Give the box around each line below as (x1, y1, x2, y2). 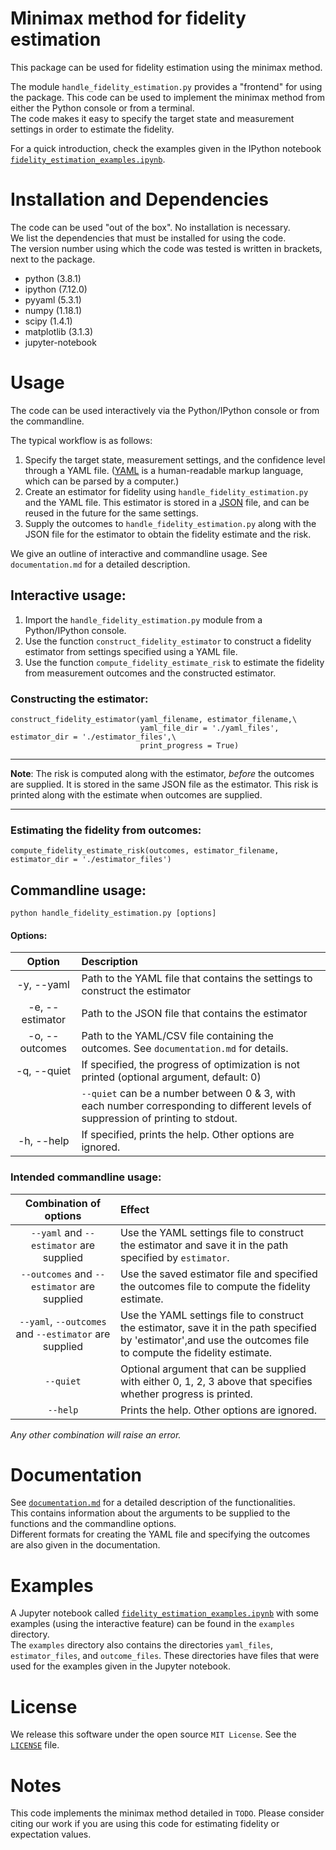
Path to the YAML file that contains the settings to (81, 972, 313, 986)
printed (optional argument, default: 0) (81, 1070, 262, 1084)
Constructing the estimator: (10, 692, 149, 706)
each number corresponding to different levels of (81, 1099, 312, 1113)
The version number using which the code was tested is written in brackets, (10, 242, 323, 254)
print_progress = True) (139, 740, 240, 751)
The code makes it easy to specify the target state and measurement (10, 112, 295, 124)
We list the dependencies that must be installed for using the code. (10, 232, 287, 244)
